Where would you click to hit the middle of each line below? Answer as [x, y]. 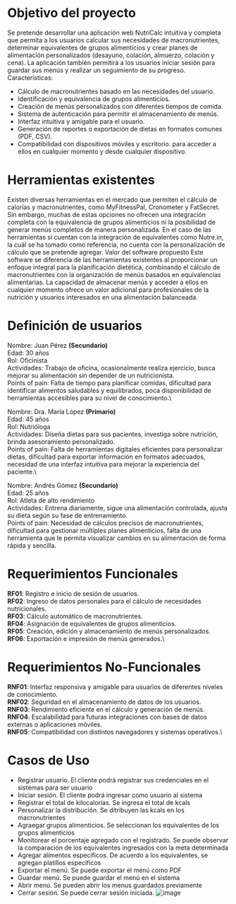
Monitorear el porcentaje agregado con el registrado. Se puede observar [123, 840]
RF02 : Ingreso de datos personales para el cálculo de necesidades [105, 601]
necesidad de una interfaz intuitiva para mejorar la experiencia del [103, 464]
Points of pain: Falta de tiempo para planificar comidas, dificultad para [109, 382]
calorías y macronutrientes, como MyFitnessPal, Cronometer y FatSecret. [114, 207]
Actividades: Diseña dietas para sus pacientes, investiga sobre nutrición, [113, 434]
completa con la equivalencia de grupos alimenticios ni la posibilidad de [112, 222]
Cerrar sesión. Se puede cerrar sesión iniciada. [86, 893]
